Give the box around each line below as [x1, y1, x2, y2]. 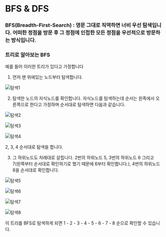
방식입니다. [10, 37, 36, 44]
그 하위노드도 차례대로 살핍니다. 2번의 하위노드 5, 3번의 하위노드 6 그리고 [12, 155, 154, 161]
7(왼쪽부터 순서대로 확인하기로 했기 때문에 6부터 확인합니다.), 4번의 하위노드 [12, 161, 161, 167]
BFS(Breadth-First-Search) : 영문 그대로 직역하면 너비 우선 [5, 22, 142, 29]
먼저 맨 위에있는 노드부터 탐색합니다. [12, 74, 83, 80]
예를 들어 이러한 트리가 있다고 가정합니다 [5, 63, 83, 70]
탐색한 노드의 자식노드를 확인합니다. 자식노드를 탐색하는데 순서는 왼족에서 [12, 95, 155, 101]
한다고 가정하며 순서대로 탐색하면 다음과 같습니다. [29, 102, 126, 108]
